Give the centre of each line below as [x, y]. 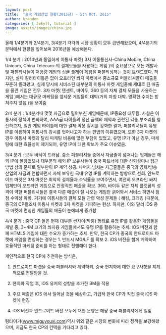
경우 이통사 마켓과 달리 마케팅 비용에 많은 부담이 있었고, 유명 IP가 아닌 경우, [78, 138]
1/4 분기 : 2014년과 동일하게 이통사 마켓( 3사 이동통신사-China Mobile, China [80, 59]
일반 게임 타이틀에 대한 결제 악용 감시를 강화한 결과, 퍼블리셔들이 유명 [90, 126]
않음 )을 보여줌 [32, 103]
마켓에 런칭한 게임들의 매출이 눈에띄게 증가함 [53, 210]
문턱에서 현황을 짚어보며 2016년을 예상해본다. [49, 49]
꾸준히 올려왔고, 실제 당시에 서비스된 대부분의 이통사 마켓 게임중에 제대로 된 [78, 84]
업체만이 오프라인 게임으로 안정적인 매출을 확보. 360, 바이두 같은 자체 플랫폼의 [81, 186]
